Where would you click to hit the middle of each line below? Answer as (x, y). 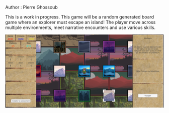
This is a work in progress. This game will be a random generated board (80, 17)
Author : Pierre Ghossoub (31, 7)
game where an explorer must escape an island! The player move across (80, 22)
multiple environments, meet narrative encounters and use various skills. (80, 27)
